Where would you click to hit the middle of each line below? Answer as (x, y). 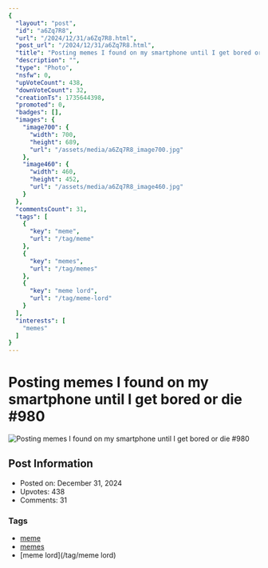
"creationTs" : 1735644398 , (60, 98)
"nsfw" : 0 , (33, 75)
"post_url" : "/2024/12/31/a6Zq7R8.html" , (85, 46)
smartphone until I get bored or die (125, 400)
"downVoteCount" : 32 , (51, 90)
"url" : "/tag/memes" (63, 269)
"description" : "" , (48, 61)
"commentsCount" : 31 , (51, 209)
